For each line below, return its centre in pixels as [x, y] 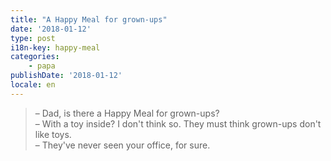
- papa [42, 66]
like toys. [53, 134]
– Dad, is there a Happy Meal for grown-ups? [127, 113]
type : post [33, 38]
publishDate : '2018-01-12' [66, 76]
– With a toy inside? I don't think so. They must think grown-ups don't [178, 123]
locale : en [33, 85]
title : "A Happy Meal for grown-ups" [89, 19]
